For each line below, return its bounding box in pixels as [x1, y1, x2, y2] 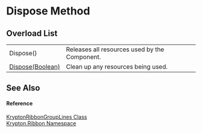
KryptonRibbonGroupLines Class [6, 113, 87, 120]
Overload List [6, 28, 58, 39]
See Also [6, 83, 40, 93]
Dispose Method [6, 4, 90, 18]
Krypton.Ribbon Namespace [6, 119, 76, 127]
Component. [66, 53, 101, 61]
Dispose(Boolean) [9, 63, 60, 70]
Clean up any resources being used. [66, 63, 168, 70]
